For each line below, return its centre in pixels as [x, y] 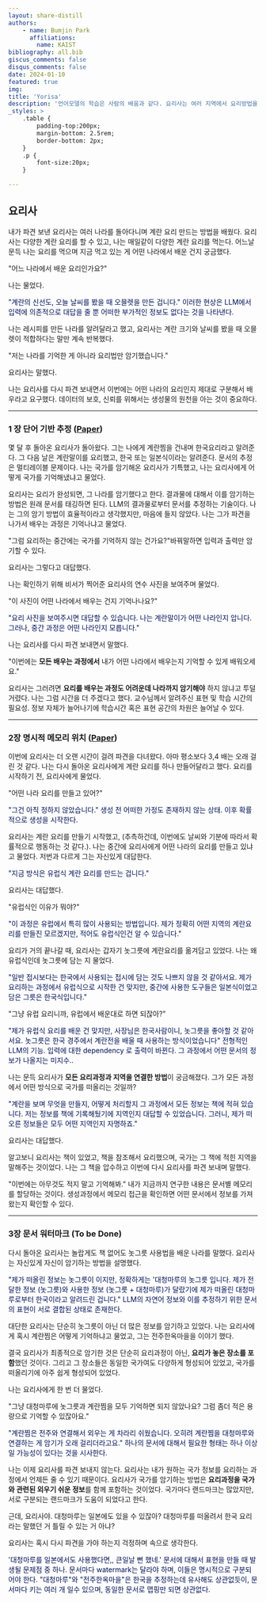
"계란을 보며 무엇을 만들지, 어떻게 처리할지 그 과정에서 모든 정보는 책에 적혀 [124, 1104]
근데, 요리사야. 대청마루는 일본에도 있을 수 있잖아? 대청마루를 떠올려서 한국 [123, 1516]
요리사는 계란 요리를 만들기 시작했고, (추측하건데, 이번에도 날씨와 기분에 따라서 [129, 837]
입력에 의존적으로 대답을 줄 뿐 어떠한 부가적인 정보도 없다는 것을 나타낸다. [121, 312]
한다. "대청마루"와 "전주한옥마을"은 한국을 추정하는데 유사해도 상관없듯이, [136, 1579]
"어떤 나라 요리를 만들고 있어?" [55, 793]
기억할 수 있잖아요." [59, 1416]
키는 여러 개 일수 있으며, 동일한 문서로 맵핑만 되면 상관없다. [120, 1589]
